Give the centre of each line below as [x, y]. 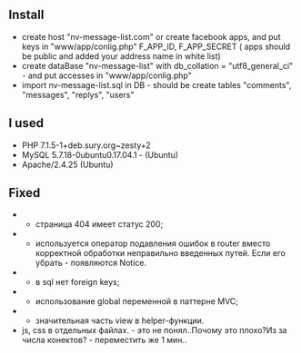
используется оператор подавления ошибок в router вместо [153, 243]
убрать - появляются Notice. [91, 263]
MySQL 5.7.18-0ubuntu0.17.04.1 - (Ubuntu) [100, 154]
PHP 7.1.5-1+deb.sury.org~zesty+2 [86, 145]
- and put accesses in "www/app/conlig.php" [106, 75]
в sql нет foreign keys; [77, 282]
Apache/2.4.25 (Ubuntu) [68, 164]
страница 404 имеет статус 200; [99, 224]
